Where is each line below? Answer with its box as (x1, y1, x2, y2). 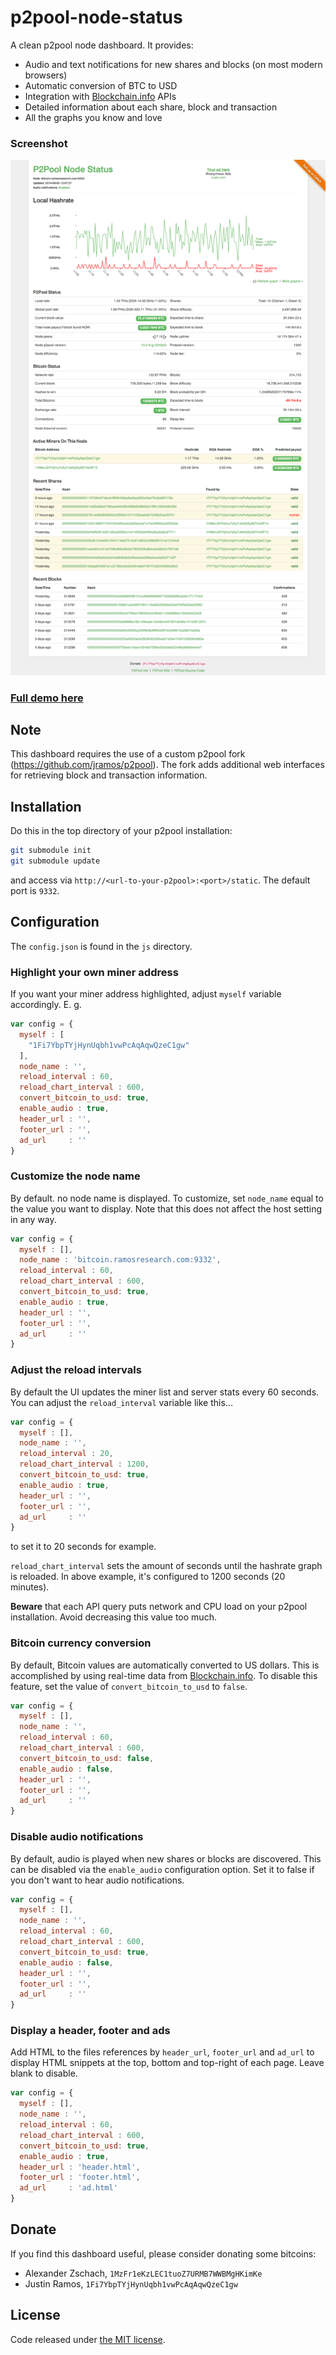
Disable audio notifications (10, 1830, 144, 1844)
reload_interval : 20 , (19, 1449, 114, 1459)
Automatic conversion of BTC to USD (24, 79, 178, 91)
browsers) (24, 69, 68, 81)
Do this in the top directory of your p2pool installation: (10, 825, 233, 837)
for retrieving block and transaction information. (10, 769, 208, 781)
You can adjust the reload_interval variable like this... (10, 1396, 233, 1408)
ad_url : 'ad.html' (19, 2183, 118, 2193)
